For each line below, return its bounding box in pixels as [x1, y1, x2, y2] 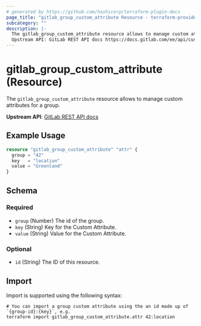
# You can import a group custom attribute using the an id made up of [6, 303, 188, 309]
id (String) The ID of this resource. [14, 259, 100, 266]
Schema [6, 186, 38, 196]
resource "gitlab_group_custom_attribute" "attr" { [6, 146, 138, 152]
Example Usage [6, 130, 66, 141]
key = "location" [11, 157, 60, 164]
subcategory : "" [6, 20, 47, 26]
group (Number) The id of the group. [14, 217, 105, 224]
